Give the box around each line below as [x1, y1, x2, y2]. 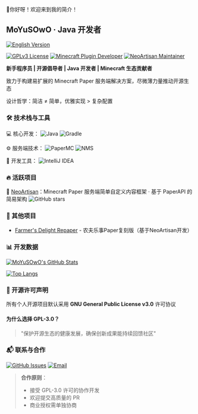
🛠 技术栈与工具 [6, 113, 51, 122]
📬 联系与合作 [6, 346, 46, 354]
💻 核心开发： [6, 130, 40, 137]
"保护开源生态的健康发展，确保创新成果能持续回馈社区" [20, 330, 156, 337]
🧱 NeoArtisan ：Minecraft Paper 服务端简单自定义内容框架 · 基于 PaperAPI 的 [6, 188, 193, 195]
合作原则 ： [20, 374, 48, 381]
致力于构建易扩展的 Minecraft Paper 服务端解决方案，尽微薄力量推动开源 [6, 77, 184, 84]
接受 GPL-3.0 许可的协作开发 [29, 386, 100, 394]
